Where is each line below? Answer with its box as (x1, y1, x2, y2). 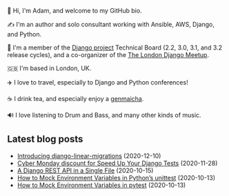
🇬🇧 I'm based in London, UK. (7, 64, 92, 72)
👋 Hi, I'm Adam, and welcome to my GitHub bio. (7, 7, 143, 14)
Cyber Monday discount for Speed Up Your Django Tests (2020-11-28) (17, 159, 218, 167)
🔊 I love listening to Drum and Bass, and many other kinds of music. (7, 111, 201, 119)
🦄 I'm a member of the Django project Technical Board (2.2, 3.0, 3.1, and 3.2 (7, 43, 223, 52)
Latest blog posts (7, 133, 83, 145)
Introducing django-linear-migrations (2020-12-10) (17, 151, 161, 160)
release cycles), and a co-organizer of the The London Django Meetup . (7, 51, 209, 58)
